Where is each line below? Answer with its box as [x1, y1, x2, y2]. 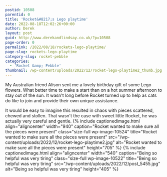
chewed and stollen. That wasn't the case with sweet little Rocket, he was [5, 113, 157, 118]
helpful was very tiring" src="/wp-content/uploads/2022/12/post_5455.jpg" [5, 161, 160, 166]
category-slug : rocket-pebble [5, 54, 68, 59]
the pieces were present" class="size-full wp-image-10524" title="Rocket [5, 129, 157, 134]
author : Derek [5, 26, 35, 31]
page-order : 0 [5, 40, 35, 45]
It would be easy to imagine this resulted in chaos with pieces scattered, [5, 107, 154, 113]
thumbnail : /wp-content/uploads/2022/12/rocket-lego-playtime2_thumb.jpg [5, 68, 162, 73]
